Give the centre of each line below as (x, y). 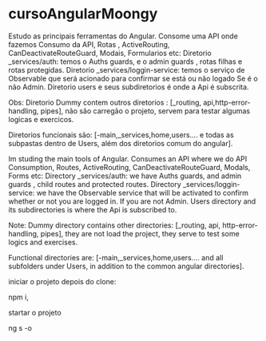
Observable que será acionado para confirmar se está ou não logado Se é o (133, 78)
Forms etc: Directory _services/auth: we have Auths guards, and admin (125, 176)
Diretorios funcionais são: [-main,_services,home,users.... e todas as (121, 135)
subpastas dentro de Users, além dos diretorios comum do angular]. (121, 143)
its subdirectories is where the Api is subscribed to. (93, 209)
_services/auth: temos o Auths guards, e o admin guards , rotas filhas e (125, 61)
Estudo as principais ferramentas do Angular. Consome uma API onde (123, 36)
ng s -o (20, 327)
